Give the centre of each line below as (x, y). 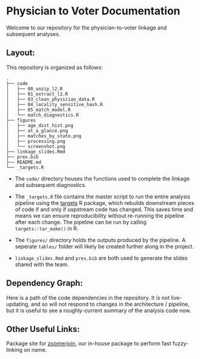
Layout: (21, 53)
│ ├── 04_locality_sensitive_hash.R (54, 104)
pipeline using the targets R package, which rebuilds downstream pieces (104, 203)
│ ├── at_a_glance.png (37, 131)
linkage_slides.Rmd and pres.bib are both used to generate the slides (101, 258)
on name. (35, 350)
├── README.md (24, 162)
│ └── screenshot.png (36, 146)
